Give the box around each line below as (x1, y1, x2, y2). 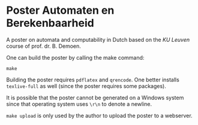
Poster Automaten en (6, 4, 115, 17)
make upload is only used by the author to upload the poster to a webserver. (6, 112, 193, 119)
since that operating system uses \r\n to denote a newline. (6, 100, 152, 108)
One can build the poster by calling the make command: (6, 54, 145, 61)
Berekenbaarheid (6, 16, 94, 30)
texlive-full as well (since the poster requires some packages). (6, 82, 167, 90)
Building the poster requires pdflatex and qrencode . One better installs (6, 76, 180, 83)
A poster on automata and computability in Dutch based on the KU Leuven (6, 36, 190, 43)
